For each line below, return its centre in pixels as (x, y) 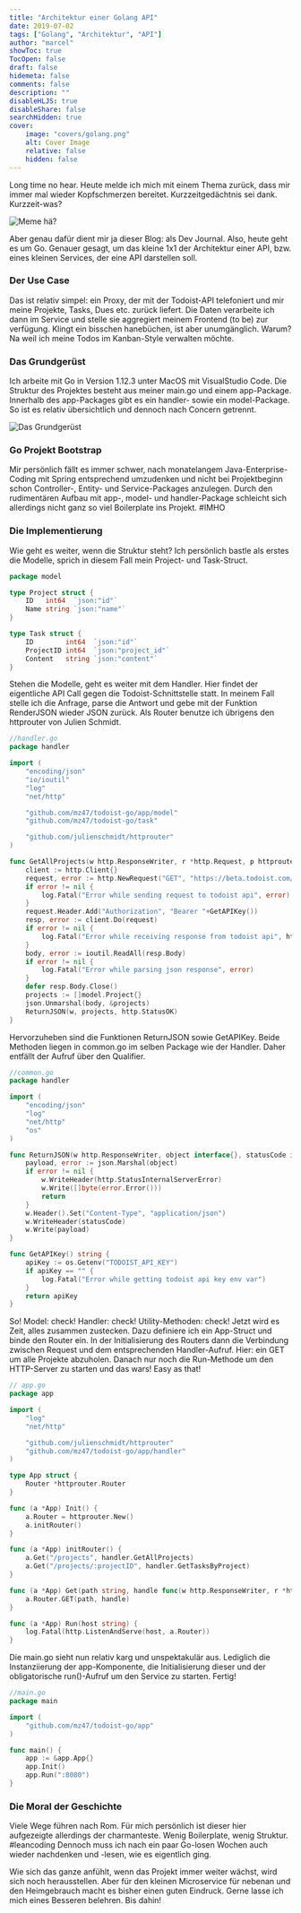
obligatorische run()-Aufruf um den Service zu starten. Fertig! (123, 1676)
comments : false (39, 84)
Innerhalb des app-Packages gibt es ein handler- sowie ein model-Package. (150, 401)
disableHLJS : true (43, 101)
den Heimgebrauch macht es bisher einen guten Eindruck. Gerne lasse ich (146, 1891)
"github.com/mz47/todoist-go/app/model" (102, 813)
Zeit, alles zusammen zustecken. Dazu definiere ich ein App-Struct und (141, 1331)
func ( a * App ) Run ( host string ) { (74, 1624)
